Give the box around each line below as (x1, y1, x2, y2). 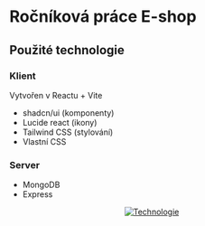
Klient (9, 70, 36, 82)
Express (22, 189, 53, 200)
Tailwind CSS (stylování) (22, 127, 114, 137)
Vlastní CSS (22, 136, 67, 146)
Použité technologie (9, 42, 125, 58)
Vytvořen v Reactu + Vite (9, 89, 103, 100)
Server (9, 158, 41, 171)
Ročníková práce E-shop (9, 6, 197, 27)
